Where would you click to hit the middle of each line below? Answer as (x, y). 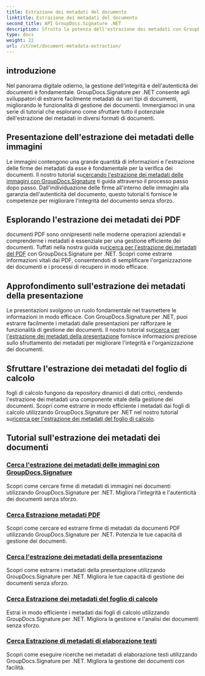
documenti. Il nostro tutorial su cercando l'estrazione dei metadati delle (95, 174)
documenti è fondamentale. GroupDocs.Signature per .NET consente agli (98, 92)
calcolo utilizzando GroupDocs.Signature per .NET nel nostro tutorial (92, 412)
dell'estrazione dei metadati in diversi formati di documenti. (81, 118)
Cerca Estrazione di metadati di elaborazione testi (82, 641)
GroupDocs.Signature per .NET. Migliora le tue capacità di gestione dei (95, 577)
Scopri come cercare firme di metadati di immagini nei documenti (88, 486)
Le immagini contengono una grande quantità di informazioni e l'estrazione (101, 161)
